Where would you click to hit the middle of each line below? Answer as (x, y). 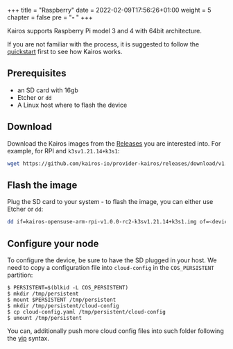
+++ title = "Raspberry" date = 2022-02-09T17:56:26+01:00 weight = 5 (109, 10)
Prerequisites (37, 73)
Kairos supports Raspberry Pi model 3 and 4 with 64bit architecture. (105, 31)
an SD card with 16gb (48, 90)
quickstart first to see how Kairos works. (65, 52)
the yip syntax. (28, 338)
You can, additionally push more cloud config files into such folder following (115, 331)
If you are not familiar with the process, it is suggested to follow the (103, 44)
